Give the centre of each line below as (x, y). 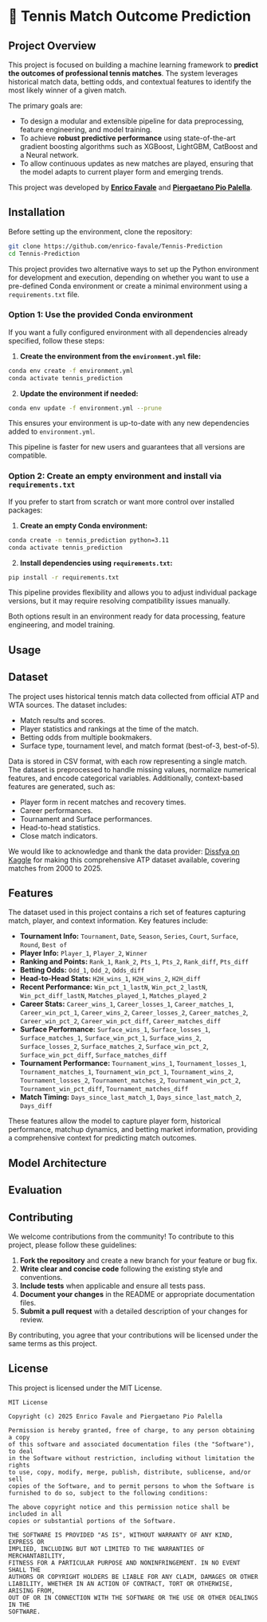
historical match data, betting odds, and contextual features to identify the (130, 82)
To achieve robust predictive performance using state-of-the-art (128, 138)
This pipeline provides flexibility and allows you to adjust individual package (133, 592)
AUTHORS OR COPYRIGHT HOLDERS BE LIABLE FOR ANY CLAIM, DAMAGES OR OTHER (133, 1577)
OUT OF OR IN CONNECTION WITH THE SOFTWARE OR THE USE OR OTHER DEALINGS (133, 1597)
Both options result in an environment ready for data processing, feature (127, 616)
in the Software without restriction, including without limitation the (132, 1458)
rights (19, 1465)
